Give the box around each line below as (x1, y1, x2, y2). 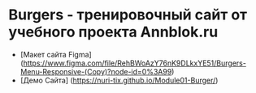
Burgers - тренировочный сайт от (8, 6, 248, 24)
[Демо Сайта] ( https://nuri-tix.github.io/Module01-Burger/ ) (20, 75, 219, 85)
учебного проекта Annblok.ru (8, 23, 219, 41)
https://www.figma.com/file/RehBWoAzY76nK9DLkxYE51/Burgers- (23, 58, 246, 68)
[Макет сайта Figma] (20, 49, 92, 59)
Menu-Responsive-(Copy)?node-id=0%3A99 (20, 66, 172, 76)
